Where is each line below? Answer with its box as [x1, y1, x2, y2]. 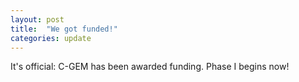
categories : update [10, 33, 92, 43]
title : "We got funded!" [10, 24, 118, 34]
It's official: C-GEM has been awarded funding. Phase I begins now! [10, 61, 290, 73]
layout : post [10, 14, 65, 25]
